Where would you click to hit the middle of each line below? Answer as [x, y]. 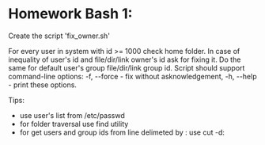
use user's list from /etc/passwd [72, 115]
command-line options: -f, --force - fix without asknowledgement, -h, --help [132, 76]
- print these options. [43, 85]
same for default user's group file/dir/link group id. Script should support [127, 67]
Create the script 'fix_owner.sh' [59, 36]
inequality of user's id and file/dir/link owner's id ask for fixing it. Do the [125, 59]
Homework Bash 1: [70, 14]
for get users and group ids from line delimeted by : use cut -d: [122, 132]
